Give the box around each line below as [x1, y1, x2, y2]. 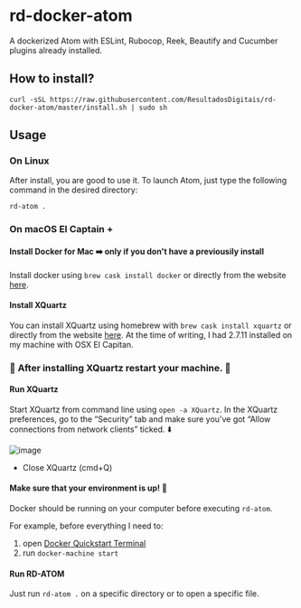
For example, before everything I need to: [9, 520, 164, 531]
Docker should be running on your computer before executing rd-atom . [9, 503, 273, 514]
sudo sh [138, 103, 168, 112]
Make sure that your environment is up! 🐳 [9, 482, 167, 493]
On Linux [9, 154, 50, 167]
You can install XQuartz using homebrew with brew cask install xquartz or [9, 320, 292, 331]
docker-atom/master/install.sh [9, 103, 127, 112]
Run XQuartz [9, 384, 59, 395]
